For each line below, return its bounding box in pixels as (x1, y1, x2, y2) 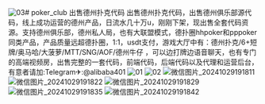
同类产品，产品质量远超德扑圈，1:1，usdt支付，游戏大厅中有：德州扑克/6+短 (8, 37, 258, 47)
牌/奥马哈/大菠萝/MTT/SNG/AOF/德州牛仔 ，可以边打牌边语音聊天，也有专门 (8, 48, 256, 56)
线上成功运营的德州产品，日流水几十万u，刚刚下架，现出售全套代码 (21, 17, 242, 27)
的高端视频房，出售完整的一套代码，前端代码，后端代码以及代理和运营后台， (8, 57, 259, 67)
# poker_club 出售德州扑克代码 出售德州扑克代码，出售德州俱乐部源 (25, 8, 245, 17)
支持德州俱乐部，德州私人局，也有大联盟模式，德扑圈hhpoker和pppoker (21, 28, 258, 37)
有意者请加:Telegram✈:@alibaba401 (8, 67, 126, 76)
